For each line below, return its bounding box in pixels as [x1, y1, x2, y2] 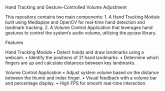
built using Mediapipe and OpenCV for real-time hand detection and [5, 19, 145, 25]
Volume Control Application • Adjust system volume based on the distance [5, 69, 159, 75]
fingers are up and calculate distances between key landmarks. [5, 60, 136, 65]
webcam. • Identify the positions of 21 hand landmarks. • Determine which [5, 54, 159, 60]
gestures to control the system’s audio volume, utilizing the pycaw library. [5, 30, 156, 35]
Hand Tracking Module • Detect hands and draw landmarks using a [5, 49, 144, 55]
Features [5, 39, 23, 45]
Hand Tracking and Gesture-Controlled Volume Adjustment [5, 4, 127, 10]
